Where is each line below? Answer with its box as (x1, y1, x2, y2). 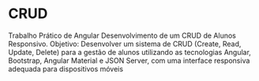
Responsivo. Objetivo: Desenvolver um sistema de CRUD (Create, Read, (8, 39, 242, 48)
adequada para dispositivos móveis (8, 64, 124, 73)
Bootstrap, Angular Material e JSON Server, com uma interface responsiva (8, 56, 250, 65)
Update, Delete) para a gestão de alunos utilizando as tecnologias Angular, (8, 47, 251, 57)
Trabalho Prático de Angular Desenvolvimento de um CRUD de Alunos (8, 31, 237, 40)
